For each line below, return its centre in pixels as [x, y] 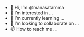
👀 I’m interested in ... [32, 13]
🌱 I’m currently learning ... [37, 18]
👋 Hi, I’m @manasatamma [37, 8]
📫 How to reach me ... [34, 29]
